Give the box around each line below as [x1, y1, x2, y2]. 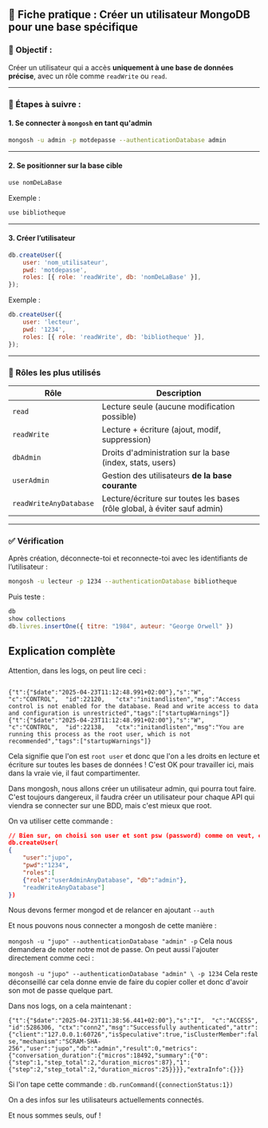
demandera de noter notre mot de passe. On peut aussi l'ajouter [8, 945, 219, 955]
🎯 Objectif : [8, 45, 53, 56]
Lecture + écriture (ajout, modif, [101, 424, 222, 435]
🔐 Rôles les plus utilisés [8, 367, 101, 378]
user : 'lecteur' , [22, 318, 81, 326]
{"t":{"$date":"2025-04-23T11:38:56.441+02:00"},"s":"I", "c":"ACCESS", [8, 1017, 259, 1025]
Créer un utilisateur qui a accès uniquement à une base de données [8, 62, 234, 72]
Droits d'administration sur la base [101, 447, 231, 458]
